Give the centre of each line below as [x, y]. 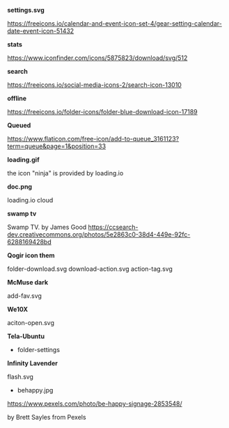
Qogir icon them [31, 255]
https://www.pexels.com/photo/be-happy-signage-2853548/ [95, 404]
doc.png [20, 187]
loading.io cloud [30, 200]
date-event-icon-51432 [41, 31]
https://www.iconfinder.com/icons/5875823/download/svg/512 [97, 58]
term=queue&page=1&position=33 [57, 146]
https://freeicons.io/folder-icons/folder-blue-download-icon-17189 [102, 112]
